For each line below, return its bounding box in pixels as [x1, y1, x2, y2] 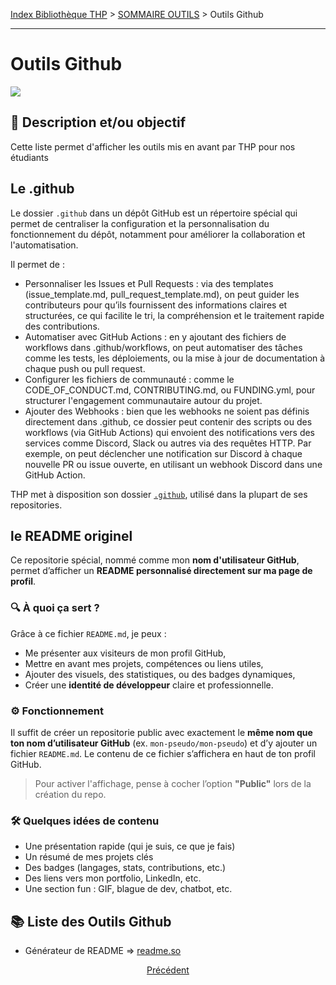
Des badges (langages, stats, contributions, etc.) [24, 862, 227, 874]
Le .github [10, 180, 75, 198]
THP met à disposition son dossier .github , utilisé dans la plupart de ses [10, 488, 308, 500]
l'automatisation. [10, 239, 79, 251]
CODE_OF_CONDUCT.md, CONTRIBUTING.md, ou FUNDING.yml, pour [24, 384, 316, 396]
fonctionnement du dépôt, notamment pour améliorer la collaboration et [10, 228, 306, 240]
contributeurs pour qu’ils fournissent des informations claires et [24, 299, 288, 311]
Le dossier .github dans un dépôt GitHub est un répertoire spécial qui [10, 207, 298, 219]
